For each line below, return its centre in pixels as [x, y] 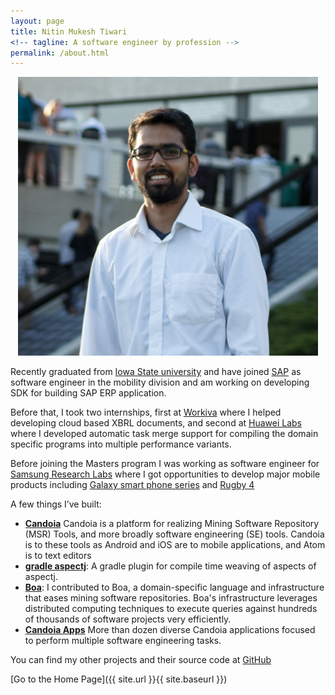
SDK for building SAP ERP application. [88, 393]
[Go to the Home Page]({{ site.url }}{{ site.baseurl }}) [119, 679]
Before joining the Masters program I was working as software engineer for [165, 464]
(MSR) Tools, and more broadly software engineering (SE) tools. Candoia [174, 534]
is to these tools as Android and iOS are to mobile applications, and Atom [175, 545]
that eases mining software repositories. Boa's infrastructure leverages [171, 598]
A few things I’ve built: [56, 504]
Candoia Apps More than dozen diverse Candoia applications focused [170, 630]
